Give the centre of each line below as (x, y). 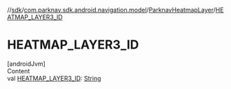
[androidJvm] (27, 64)
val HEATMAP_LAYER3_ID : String (54, 78)
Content (19, 71)
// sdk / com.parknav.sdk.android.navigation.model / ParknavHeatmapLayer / (111, 10)
